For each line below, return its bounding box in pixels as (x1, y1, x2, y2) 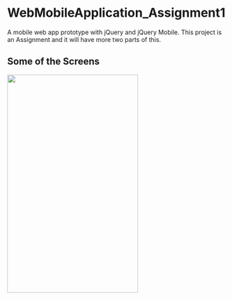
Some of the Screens (7, 56, 100, 68)
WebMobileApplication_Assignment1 (7, 5, 226, 21)
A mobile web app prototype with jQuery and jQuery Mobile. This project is (7, 28, 222, 36)
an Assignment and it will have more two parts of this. (7, 35, 162, 43)
